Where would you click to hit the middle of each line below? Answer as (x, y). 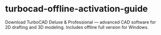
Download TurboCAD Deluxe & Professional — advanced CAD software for (80, 22)
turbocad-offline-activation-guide (77, 9)
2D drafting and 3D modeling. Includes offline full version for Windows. (77, 27)
